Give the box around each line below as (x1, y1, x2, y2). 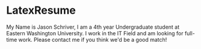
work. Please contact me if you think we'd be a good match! (18, 36, 167, 43)
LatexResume (6, 4, 76, 17)
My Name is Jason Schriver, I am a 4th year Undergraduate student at (6, 23, 180, 30)
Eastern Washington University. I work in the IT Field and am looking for (6, 29, 184, 36)
